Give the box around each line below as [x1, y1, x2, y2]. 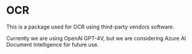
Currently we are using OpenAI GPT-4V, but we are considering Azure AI [6, 34, 187, 42]
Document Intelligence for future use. [6, 41, 99, 48]
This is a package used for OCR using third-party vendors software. [6, 23, 175, 30]
